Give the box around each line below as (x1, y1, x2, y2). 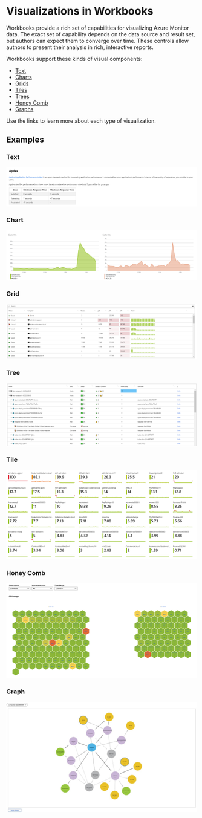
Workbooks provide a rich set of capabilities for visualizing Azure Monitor (6, 24, 189, 31)
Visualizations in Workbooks (6, 4, 154, 18)
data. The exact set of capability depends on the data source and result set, (6, 30, 195, 37)
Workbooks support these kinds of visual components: (6, 55, 143, 62)
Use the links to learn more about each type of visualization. (6, 117, 156, 125)
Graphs (15, 105, 34, 112)
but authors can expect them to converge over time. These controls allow (6, 37, 189, 44)
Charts (15, 73, 32, 80)
